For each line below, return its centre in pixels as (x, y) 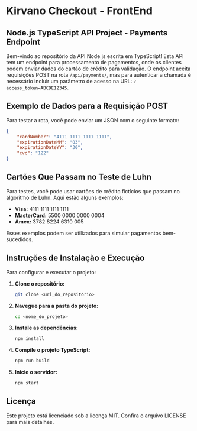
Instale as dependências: (46, 328)
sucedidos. (20, 239)
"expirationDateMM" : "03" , (50, 142)
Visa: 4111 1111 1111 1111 (42, 209)
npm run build (32, 361)
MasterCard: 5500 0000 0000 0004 (59, 215)
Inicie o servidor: (36, 372)
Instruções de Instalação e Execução (75, 258)
